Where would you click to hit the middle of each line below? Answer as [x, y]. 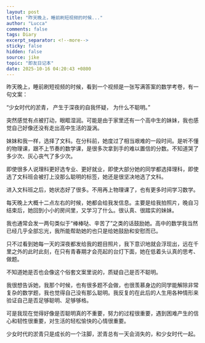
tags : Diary [21, 35]
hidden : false [24, 52]
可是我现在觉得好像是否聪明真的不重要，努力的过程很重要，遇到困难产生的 [100, 313]
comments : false [27, 29]
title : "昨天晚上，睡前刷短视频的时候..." [55, 18]
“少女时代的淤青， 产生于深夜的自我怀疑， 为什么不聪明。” [78, 107]
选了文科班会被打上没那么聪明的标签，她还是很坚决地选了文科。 [86, 177]
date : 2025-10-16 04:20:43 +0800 [49, 69]
